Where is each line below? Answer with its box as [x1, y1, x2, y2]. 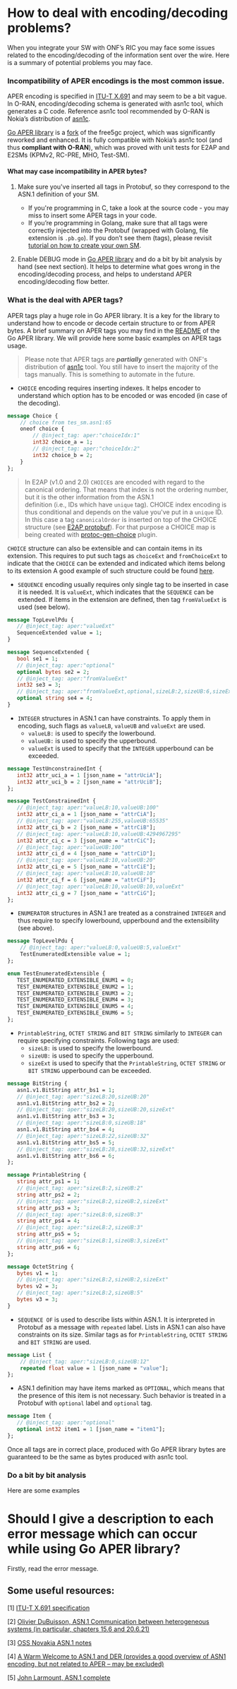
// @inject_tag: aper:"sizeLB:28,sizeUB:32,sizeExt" [16, 1146, 175, 1153]
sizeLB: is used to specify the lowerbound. [28, 1043, 153, 1052]
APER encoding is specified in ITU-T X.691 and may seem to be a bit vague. [7, 92, 227, 100]
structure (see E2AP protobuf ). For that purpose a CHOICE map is [24, 523, 216, 531]
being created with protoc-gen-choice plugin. [24, 530, 158, 538]
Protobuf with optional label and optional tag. [17, 1399, 153, 1407]
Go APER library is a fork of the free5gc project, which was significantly [7, 129, 216, 137]
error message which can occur [7, 1526, 197, 1542]
